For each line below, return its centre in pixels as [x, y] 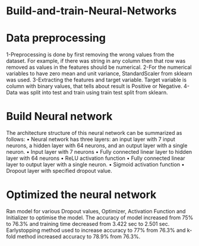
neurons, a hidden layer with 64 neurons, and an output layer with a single [97, 146]
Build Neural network [59, 116]
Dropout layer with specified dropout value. [59, 171]
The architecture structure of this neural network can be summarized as [94, 133]
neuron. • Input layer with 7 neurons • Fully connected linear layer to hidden [99, 152]
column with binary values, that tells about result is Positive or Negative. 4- [98, 86]
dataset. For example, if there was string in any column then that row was [96, 61]
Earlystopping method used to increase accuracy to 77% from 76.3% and [96, 230]
